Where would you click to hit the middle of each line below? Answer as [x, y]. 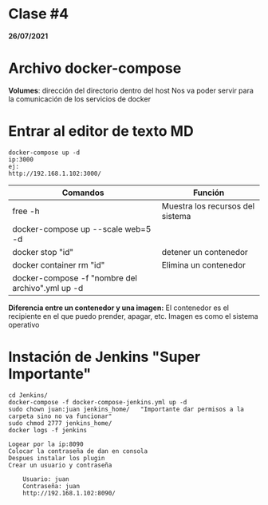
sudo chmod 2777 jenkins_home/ [60, 423]
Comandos [83, 193]
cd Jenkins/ [28, 395]
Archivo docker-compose [95, 68]
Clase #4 [39, 14]
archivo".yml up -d [48, 288]
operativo [24, 324]
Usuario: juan [46, 479]
